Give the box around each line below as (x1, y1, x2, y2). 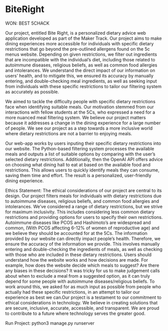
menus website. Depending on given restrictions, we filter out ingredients (5, 51, 157, 57)
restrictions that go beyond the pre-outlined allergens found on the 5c (5, 46, 150, 52)
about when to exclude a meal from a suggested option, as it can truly (5, 273, 150, 279)
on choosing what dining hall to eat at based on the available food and (5, 161, 151, 168)
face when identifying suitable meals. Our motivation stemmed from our (5, 104, 154, 110)
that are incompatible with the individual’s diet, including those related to (5, 56, 155, 62)
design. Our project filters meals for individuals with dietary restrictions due (5, 193, 162, 199)
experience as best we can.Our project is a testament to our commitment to (5, 294, 162, 300)
